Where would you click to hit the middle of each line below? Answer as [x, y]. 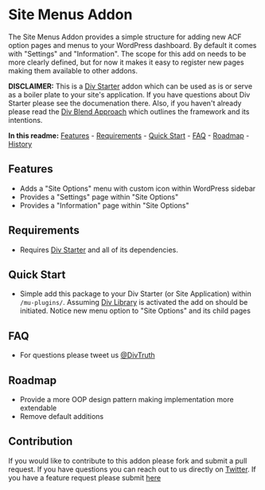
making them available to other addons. [73, 70]
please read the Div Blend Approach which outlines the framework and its [129, 111]
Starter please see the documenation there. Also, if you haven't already [125, 103]
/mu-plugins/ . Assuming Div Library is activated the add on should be [134, 302]
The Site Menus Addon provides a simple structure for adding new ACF [125, 37]
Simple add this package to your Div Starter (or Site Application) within [136, 294]
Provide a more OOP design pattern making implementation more [127, 399]
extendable [38, 408]
